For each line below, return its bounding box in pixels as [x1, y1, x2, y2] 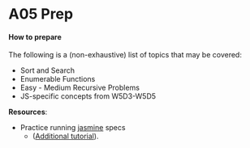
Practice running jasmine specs [19, 123, 126, 133]
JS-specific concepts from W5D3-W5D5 [19, 91, 157, 101]
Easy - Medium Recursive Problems [19, 82, 140, 93]
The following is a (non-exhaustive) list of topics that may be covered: [8, 50, 242, 60]
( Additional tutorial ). [32, 131, 99, 142]
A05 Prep [8, 5, 74, 23]
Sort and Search [19, 66, 75, 75]
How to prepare [8, 32, 62, 41]
